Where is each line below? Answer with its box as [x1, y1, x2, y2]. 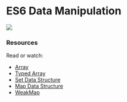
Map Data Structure [14, 82, 64, 90]
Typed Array [14, 70, 46, 77]
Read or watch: [6, 52, 44, 59]
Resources [6, 38, 38, 47]
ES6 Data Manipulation [6, 4, 122, 18]
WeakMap [14, 89, 40, 96]
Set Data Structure [14, 76, 61, 84]
